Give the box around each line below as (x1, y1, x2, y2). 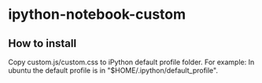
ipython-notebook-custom (8, 5, 186, 23)
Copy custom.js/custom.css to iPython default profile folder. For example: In (8, 57, 255, 67)
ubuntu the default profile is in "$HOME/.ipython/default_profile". (8, 66, 219, 75)
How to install (8, 37, 77, 50)
